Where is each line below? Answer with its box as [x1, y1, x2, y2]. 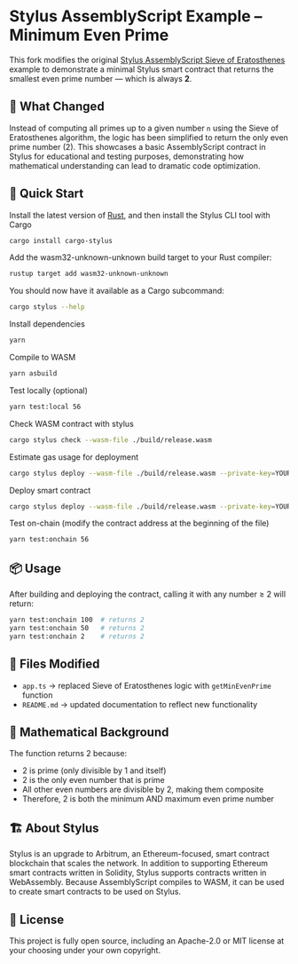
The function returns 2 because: [9, 748, 127, 759]
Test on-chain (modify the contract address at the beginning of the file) [9, 518, 270, 529]
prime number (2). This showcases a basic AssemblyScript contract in [9, 141, 266, 152]
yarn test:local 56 [9, 402, 82, 411]
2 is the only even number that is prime [21, 775, 166, 786]
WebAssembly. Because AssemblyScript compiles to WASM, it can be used [9, 877, 285, 888]
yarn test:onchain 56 [9, 535, 90, 544]
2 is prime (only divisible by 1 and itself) [21, 765, 167, 776]
